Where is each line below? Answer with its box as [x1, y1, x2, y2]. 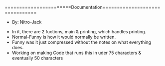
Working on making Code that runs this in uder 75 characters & [11, 50, 142, 56]
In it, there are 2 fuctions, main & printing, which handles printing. [11, 29, 147, 34]
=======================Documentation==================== [4, 4, 161, 10]
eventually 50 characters [11, 55, 63, 61]
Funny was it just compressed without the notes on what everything [11, 39, 152, 45]
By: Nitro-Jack [11, 19, 42, 25]
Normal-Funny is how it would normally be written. [11, 34, 116, 40]
